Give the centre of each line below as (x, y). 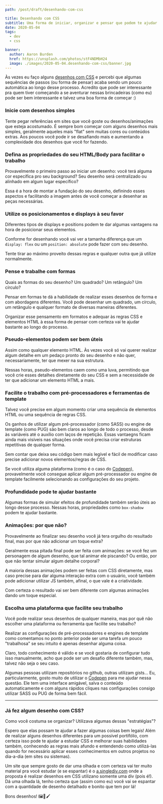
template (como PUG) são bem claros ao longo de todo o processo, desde (79, 430)
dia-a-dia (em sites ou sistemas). (38, 757)
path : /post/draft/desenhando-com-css (44, 9)
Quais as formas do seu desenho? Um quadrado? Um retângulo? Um (73, 282)
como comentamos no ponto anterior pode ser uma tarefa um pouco (73, 638)
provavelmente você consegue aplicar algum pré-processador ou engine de (81, 474)
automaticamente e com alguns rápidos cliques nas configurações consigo (80, 688)
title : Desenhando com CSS (32, 18)
